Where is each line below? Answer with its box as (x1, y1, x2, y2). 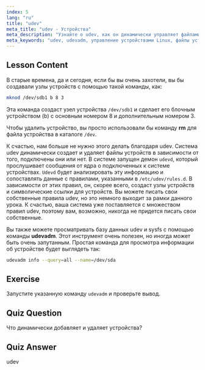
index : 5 (6, 9, 29, 15)
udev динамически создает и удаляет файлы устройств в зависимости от (6, 149, 199, 156)
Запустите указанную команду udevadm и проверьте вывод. (6, 290, 160, 297)
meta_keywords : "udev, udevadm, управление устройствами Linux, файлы (6, 37, 190, 43)
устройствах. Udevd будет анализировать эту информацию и (6, 168, 164, 176)
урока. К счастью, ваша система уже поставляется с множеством (6, 201, 181, 208)
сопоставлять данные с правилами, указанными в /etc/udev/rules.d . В (6, 175, 193, 182)
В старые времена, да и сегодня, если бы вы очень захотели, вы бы (6, 76, 184, 83)
